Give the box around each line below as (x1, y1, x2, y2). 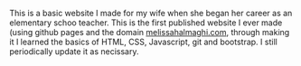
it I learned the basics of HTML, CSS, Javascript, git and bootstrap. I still (9, 36, 277, 47)
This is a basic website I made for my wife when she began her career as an (9, 8, 293, 18)
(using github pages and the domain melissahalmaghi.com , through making (9, 27, 290, 37)
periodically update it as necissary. (9, 46, 139, 57)
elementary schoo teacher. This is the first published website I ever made (9, 17, 283, 28)
